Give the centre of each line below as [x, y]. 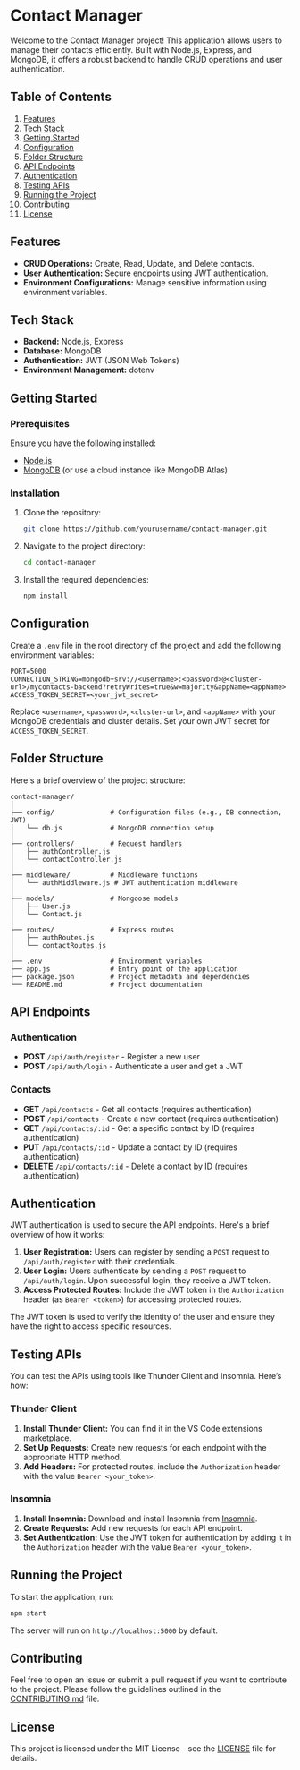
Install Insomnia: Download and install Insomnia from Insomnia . [140, 1519]
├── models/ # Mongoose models [94, 898]
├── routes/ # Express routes [92, 930]
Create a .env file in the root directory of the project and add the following [146, 645]
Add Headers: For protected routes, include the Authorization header [152, 1466]
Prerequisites [40, 423]
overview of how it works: [58, 1235]
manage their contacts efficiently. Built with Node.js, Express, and [131, 49]
